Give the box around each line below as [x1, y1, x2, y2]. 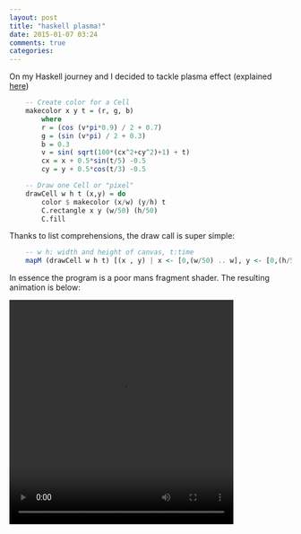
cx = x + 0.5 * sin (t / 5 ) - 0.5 [41, 156, 146, 166]
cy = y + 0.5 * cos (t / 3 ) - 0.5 [41, 165, 146, 174]
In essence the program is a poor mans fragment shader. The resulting [9, 273, 271, 284]
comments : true [9, 38, 66, 48]
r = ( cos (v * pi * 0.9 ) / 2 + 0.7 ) [41, 123, 163, 132]
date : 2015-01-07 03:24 [9, 30, 99, 39]
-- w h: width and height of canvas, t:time [25, 248, 194, 257]
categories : [9, 47, 54, 56]
